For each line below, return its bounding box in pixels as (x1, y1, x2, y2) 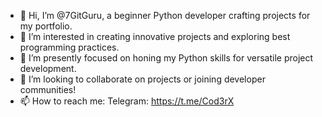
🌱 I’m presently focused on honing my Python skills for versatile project (19, 52, 314, 64)
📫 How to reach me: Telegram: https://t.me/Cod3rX (19, 95, 235, 107)
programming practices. (19, 41, 120, 53)
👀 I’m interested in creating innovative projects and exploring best (19, 31, 291, 42)
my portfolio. (19, 20, 73, 32)
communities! (19, 84, 77, 95)
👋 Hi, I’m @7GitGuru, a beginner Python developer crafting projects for (19, 10, 311, 21)
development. (19, 63, 77, 74)
